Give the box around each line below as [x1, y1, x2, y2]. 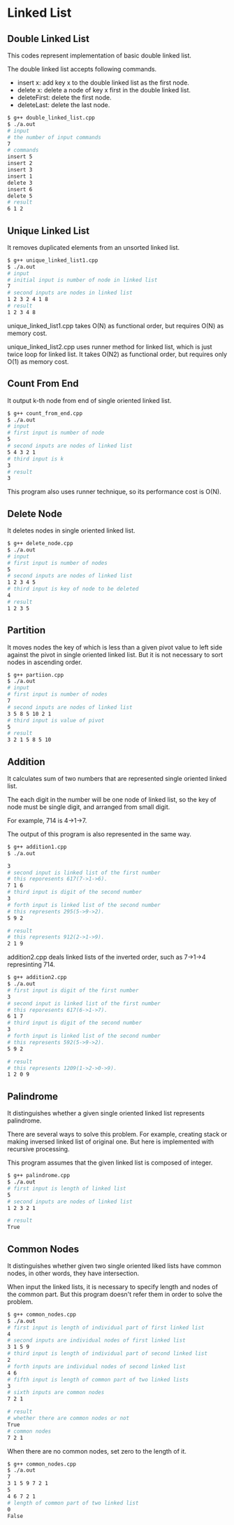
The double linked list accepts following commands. [7, 65, 157, 73]
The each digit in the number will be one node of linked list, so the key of [7, 795, 217, 803]
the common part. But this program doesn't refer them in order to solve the [7, 1290, 223, 1298]
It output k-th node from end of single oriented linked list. [7, 396, 172, 405]
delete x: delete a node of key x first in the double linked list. [17, 86, 191, 94]
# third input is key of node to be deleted [7, 586, 139, 593]
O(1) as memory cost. [7, 357, 69, 365]
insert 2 [7, 160, 33, 167]
